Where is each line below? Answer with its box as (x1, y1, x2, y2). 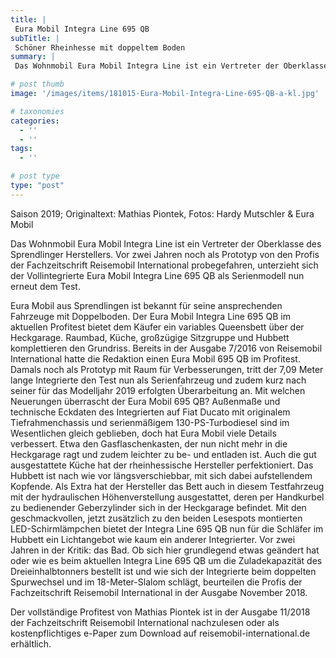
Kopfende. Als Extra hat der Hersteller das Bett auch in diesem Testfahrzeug (10, 480, 325, 492)
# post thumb (10, 79, 65, 90)
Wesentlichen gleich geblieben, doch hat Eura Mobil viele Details (10, 427, 277, 439)
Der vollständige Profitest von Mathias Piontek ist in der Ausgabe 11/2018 (10, 606, 311, 618)
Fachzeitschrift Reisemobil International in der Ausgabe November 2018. (10, 586, 308, 598)
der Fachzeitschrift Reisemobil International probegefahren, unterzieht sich (10, 259, 319, 271)
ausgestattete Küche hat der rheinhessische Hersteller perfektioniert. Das (10, 459, 314, 471)
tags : (10, 144, 33, 154)
